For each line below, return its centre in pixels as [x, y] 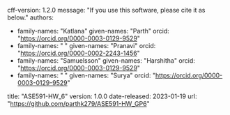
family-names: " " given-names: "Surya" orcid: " [86, 75]
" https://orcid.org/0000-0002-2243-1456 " [79, 53]
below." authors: [31, 17]
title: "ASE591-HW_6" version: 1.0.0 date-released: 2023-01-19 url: [102, 96]
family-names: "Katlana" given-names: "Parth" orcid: [93, 31]
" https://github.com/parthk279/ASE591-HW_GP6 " [78, 103]
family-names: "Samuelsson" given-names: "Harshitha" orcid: [106, 61]
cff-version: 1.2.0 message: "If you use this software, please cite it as [106, 10]
